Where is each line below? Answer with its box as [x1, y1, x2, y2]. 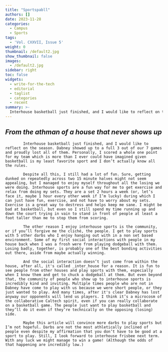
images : [5, 58, 21, 63]
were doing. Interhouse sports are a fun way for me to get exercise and [5, 185, 162, 190]
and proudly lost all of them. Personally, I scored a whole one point [5, 150, 157, 155]
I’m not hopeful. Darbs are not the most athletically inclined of [5, 325, 149, 330]
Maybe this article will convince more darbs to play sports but [23, 320, 162, 325]
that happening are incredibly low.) [5, 342, 84, 347]
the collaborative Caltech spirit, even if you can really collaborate [5, 298, 157, 304]
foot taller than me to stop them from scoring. [5, 215, 108, 220]
